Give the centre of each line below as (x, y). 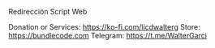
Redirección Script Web (48, 12)
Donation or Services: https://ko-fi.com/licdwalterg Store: (104, 27)
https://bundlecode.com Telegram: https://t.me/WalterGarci (107, 36)
